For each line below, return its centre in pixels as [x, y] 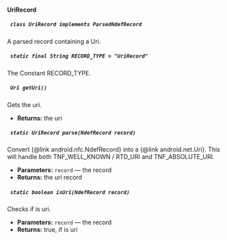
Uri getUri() [29, 88]
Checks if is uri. [29, 209]
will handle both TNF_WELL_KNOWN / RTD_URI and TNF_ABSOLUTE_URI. [111, 157]
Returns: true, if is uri [47, 230]
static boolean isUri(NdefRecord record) [70, 193]
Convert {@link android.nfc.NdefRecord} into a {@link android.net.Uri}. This [113, 149]
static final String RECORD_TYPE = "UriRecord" [79, 56]
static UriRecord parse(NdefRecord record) [73, 133]
